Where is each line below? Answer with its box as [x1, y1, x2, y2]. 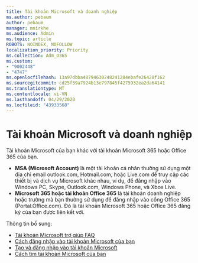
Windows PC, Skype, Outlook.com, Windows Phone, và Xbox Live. [14, 184, 177, 191]
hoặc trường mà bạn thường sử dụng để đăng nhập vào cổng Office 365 [14, 196, 190, 203]
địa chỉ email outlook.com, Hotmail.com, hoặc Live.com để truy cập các [14, 171, 189, 178]
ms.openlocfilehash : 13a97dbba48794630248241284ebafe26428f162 [6, 74, 165, 80]
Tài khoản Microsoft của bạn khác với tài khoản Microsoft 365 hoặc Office [6, 147, 187, 154]
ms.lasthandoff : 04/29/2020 [6, 96, 76, 102]
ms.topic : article [6, 36, 51, 42]
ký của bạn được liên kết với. [14, 209, 85, 216]
